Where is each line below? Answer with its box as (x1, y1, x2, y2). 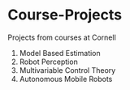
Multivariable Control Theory (19, 65, 116, 75)
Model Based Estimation (19, 48, 101, 58)
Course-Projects (7, 6, 123, 24)
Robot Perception (19, 57, 78, 66)
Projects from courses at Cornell (7, 32, 117, 42)
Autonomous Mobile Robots (19, 74, 113, 84)
